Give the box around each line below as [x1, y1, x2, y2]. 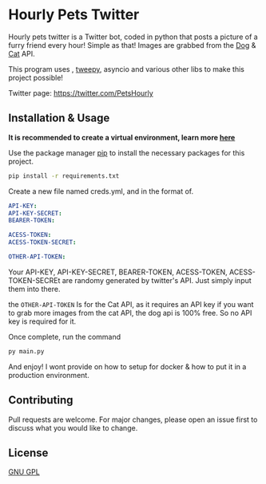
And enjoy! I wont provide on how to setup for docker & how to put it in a [8, 361, 247, 372]
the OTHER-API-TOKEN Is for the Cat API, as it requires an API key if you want [8, 299, 254, 309]
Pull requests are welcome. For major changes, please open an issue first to [8, 415, 258, 424]
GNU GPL [8, 467, 40, 477]
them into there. [8, 284, 61, 293]
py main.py [8, 347, 45, 356]
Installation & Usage [8, 112, 110, 125]
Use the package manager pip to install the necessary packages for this [8, 148, 245, 157]
